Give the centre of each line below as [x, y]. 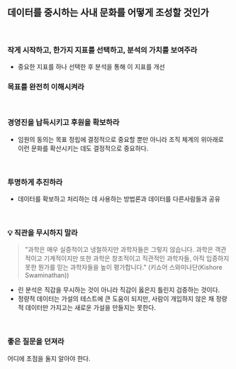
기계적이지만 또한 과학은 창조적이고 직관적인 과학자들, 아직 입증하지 [136, 258]
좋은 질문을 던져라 [36, 341]
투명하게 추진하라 [35, 182]
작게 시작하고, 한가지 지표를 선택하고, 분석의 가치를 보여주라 [102, 50]
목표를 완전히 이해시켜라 [46, 87]
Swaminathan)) [47, 275]
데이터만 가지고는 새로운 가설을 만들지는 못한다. [90, 308]
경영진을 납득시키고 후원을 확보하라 [63, 123]
